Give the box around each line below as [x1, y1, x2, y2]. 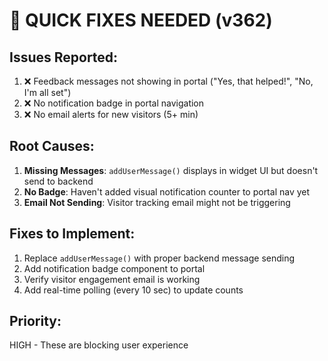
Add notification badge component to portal [23, 262, 206, 274]
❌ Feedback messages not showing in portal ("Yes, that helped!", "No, [23, 75, 314, 87]
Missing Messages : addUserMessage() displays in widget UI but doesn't [23, 164, 319, 176]
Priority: [9, 313, 62, 330]
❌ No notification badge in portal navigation [23, 97, 205, 109]
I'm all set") [23, 87, 72, 98]
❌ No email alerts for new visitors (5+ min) [23, 109, 199, 120]
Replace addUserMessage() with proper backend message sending [23, 252, 296, 264]
